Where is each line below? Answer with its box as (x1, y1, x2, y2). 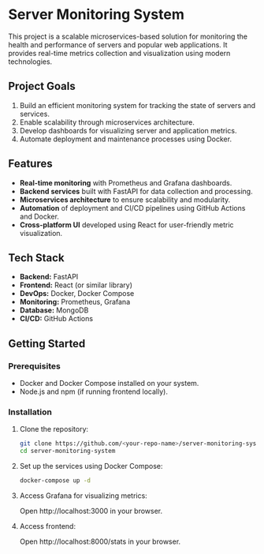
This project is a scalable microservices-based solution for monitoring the (8, 32, 248, 41)
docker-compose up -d (19, 477, 91, 485)
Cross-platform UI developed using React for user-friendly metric (19, 219, 234, 230)
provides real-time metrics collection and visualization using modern (8, 48, 231, 58)
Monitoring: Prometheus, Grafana (19, 298, 131, 307)
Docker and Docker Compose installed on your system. (19, 379, 199, 388)
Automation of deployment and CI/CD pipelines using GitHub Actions (19, 203, 246, 212)
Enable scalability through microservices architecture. (19, 117, 195, 127)
